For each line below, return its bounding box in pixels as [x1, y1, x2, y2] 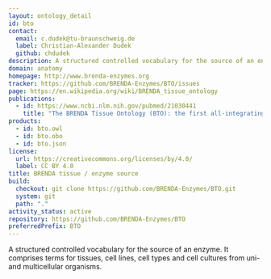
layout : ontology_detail [8, 11, 92, 20]
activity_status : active [8, 207, 92, 215]
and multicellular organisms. [8, 262, 102, 272]
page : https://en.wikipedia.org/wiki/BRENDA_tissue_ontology [8, 87, 219, 95]
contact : [8, 27, 38, 35]
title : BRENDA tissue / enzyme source [8, 170, 139, 178]
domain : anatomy [8, 65, 63, 73]
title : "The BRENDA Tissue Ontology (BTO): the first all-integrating [23, 110, 265, 118]
